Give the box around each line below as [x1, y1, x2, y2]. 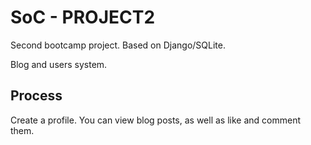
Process [10, 87, 63, 105]
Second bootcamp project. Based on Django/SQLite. [10, 39, 226, 51]
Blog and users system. [10, 58, 108, 70]
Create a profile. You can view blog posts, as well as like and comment [10, 114, 302, 126]
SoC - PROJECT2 [10, 6, 156, 29]
